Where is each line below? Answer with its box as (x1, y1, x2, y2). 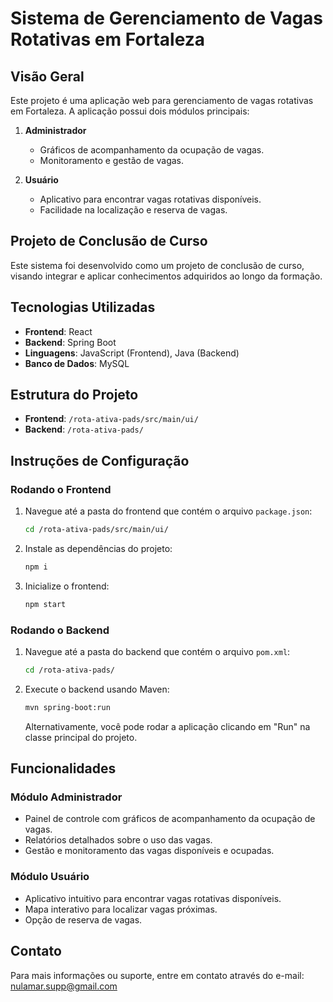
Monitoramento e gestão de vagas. (39, 155, 185, 166)
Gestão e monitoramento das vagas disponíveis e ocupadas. (24, 845, 275, 857)
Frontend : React (24, 325, 93, 337)
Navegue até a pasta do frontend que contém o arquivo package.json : (24, 505, 313, 517)
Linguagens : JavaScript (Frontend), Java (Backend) (24, 347, 240, 359)
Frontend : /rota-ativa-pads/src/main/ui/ (24, 413, 199, 425)
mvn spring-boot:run (24, 702, 111, 712)
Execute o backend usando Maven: (24, 683, 170, 695)
